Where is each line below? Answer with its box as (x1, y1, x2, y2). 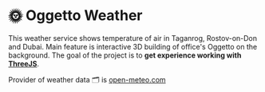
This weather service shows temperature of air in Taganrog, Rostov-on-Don (8, 33, 258, 42)
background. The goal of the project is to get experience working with (8, 50, 242, 60)
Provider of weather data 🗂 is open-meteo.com (8, 74, 166, 84)
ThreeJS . (8, 58, 40, 68)
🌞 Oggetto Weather (8, 6, 143, 25)
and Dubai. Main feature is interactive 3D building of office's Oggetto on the (8, 42, 258, 51)
